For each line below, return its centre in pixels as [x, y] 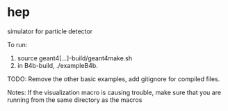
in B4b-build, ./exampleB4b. [58, 65]
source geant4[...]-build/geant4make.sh [75, 58]
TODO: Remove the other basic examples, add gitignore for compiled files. [114, 79]
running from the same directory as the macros [75, 100]
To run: [17, 44]
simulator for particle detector [50, 31]
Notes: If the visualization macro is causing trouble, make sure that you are [114, 92]
